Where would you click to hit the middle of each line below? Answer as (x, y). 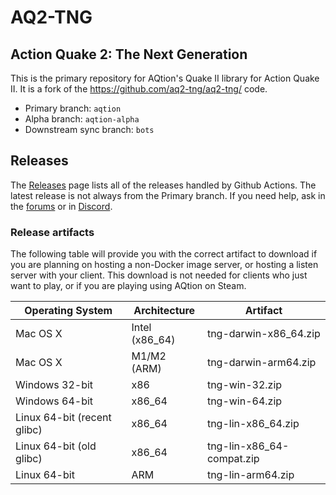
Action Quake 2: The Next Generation (129, 54)
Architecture (164, 311)
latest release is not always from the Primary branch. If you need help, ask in (168, 195)
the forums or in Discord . (61, 206)
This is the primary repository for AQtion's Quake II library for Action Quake (165, 78)
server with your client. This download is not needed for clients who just (159, 275)
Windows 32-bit (54, 385)
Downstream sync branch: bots (89, 129)
